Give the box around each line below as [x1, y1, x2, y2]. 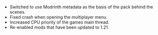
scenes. [9, 9, 26, 15]
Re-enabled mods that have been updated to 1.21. [9, 24, 109, 30]
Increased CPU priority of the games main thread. [9, 19, 109, 25]
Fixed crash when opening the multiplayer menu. [9, 14, 108, 20]
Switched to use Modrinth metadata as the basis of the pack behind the [9, 4, 153, 10]
